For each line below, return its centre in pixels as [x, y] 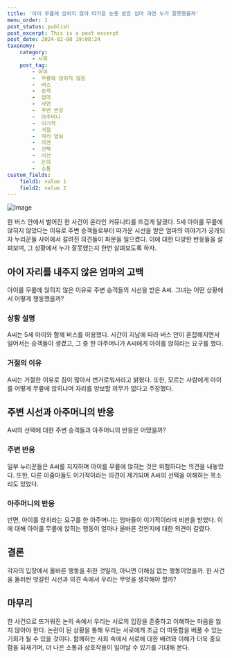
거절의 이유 [25, 363]
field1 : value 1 [43, 181]
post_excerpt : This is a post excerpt [63, 33]
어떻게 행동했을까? [39, 298]
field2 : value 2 [43, 188]
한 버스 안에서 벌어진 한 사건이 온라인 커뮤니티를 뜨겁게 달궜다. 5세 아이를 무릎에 [115, 222]
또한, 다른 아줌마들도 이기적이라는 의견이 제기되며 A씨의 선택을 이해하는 [113, 475]
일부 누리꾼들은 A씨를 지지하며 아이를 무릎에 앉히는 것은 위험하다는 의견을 [106, 466]
